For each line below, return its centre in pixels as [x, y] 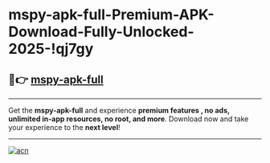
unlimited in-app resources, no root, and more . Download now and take [129, 119]
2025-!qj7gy [51, 49]
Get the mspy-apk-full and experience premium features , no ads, [119, 110]
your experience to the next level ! [64, 127]
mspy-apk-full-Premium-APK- [111, 15]
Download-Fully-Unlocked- [101, 32]
